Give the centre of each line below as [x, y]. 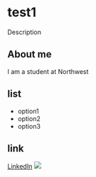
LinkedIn [20, 166]
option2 [29, 119]
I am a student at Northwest [48, 71]
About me [30, 54]
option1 [28, 111]
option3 [29, 126]
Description [24, 32]
